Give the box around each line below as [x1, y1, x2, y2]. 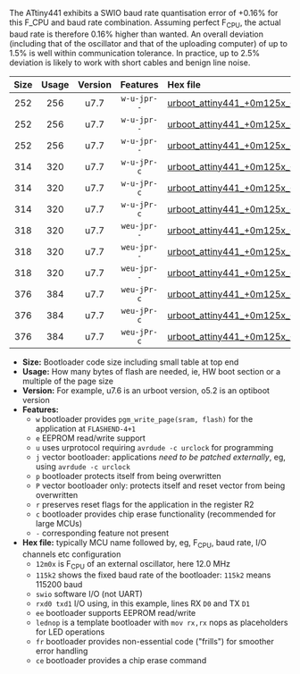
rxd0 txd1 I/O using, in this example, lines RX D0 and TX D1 [35, 598, 250, 609]
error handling [35, 645, 88, 656]
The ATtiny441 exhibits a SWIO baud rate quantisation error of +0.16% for [9, 8, 279, 18]
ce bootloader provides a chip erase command [35, 655, 207, 666]
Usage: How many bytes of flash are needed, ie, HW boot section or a [21, 366, 281, 376]
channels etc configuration [21, 549, 121, 560]
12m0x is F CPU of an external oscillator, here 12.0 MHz [35, 558, 230, 571]
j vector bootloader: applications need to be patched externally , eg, [35, 451, 286, 462]
